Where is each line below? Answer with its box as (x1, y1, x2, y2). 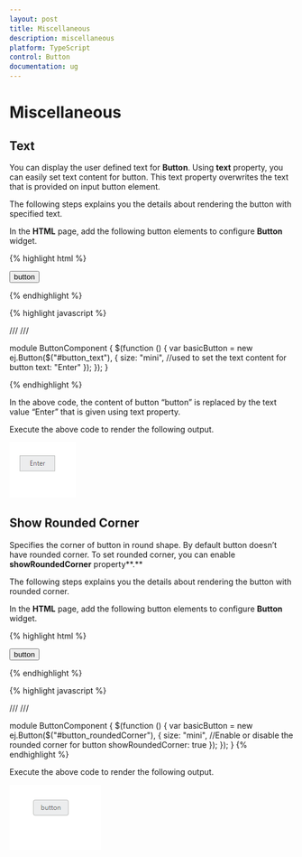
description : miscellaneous (9, 33, 115, 42)
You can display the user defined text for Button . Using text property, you (9, 163, 284, 172)
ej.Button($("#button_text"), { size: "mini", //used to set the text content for (9, 352, 287, 363)
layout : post (9, 14, 59, 23)
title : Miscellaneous (9, 23, 91, 33)
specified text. (9, 209, 63, 219)
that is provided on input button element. (9, 182, 160, 191)
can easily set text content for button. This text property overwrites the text (9, 172, 288, 182)
